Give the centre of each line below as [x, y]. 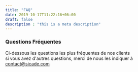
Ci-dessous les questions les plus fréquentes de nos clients [68, 53]
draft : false [19, 19]
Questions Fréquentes [33, 42]
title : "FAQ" [19, 10]
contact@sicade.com [27, 63]
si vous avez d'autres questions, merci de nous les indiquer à [69, 58]
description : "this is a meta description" [53, 24]
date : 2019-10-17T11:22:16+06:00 [41, 15]
